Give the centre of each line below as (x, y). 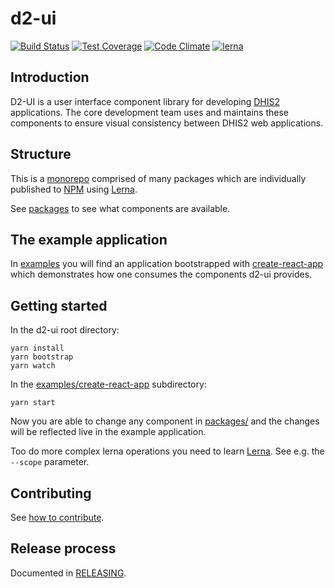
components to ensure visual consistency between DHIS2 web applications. (167, 123)
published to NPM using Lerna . (74, 189)
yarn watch (33, 366)
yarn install (37, 348)
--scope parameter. (50, 462)
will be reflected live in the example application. (108, 432)
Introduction (50, 77)
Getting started (59, 305)
